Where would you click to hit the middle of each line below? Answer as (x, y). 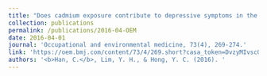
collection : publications (51, 23)
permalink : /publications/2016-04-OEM (72, 30)
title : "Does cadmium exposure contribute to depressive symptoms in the (133, 15)
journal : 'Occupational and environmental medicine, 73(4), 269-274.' (128, 45)
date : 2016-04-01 (37, 38)
